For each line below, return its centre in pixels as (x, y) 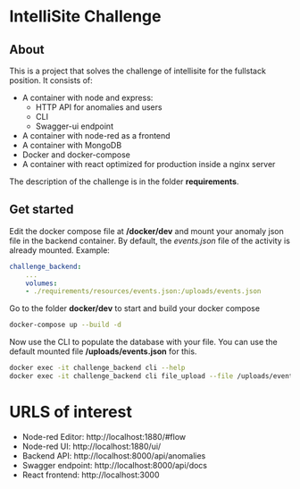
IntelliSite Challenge (85, 17)
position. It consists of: (51, 80)
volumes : (42, 283)
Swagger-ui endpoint (75, 126)
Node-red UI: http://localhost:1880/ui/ (92, 446)
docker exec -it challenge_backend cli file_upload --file (121, 376)
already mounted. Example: (59, 250)
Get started (42, 210)
